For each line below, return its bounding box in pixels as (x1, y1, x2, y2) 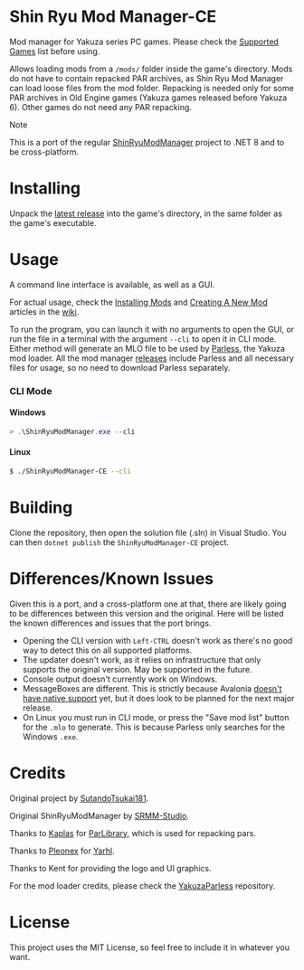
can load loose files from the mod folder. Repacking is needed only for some (9, 82, 294, 93)
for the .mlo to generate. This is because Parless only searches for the (22, 721, 285, 732)
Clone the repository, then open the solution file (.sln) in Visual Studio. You (9, 527, 287, 538)
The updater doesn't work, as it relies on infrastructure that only (22, 654, 261, 665)
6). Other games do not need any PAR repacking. (9, 101, 193, 112)
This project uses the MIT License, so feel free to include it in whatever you (9, 942, 290, 953)
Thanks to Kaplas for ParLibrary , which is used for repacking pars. (9, 827, 256, 838)
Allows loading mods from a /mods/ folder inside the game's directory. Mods (9, 63, 293, 74)
